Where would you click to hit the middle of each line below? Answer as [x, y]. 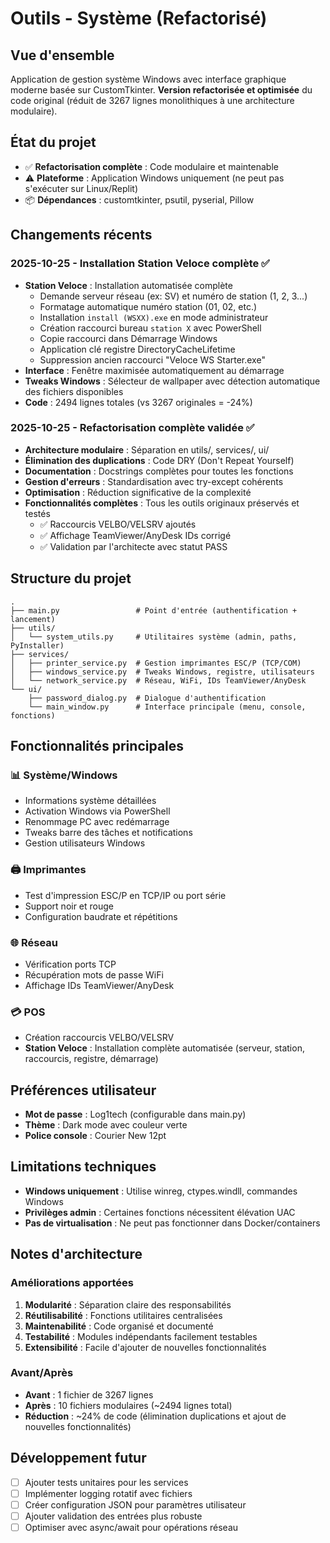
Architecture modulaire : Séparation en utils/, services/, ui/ [147, 449]
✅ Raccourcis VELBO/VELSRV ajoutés [118, 524]
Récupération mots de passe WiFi [94, 974]
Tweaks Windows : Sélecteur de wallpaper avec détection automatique [172, 381]
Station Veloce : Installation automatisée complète [128, 285]
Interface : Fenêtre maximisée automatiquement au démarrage [154, 370]
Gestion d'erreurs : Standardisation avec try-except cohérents [154, 481]
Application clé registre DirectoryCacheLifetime [137, 349]
